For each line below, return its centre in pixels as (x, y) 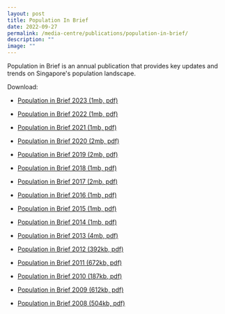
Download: (23, 87)
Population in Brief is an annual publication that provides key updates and (113, 66)
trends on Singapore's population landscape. (72, 73)
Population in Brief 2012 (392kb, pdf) (70, 249)
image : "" (22, 46)
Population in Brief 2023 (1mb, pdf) (68, 100)
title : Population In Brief (48, 20)
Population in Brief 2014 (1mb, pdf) (67, 222)
